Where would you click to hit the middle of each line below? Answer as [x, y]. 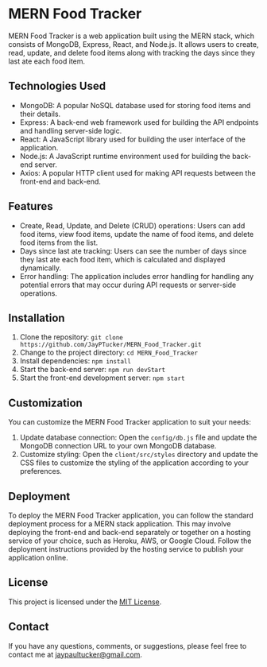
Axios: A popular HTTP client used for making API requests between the [137, 173]
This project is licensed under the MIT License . [85, 602]
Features [31, 206]
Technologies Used [57, 86]
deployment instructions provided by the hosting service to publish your [126, 549]
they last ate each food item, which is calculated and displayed [122, 259]
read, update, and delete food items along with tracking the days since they [132, 52]
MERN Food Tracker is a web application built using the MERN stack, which [132, 36]
